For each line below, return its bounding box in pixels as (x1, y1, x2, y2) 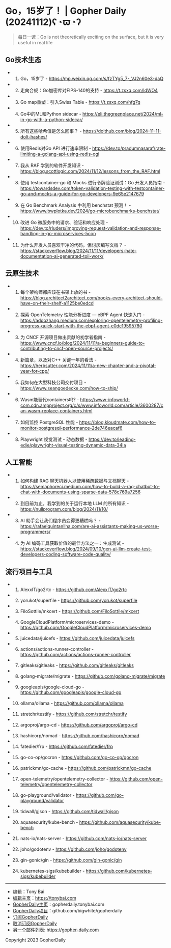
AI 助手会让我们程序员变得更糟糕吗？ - (20, 518, 101, 524)
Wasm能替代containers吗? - (20, 396, 79, 403)
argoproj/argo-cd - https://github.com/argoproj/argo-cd (20, 722, 138, 728)
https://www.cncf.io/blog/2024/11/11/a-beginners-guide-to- (20, 340, 145, 346)
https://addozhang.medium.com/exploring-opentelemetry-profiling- (20, 317, 163, 323)
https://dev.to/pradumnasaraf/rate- (92, 145, 166, 151)
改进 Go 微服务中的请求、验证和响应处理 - (20, 219, 108, 225)
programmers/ (20, 528, 51, 535)
